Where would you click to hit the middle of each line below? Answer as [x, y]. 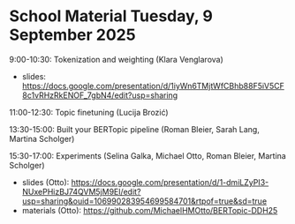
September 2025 [72, 35]
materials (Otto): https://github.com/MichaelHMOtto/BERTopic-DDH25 [150, 210]
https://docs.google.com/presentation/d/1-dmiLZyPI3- [170, 182]
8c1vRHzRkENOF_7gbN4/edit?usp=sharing [100, 95]
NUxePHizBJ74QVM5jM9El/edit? [81, 191]
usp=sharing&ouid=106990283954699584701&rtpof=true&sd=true [144, 201]
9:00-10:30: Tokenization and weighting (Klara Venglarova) [116, 59]
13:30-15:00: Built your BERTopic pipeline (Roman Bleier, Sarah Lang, [135, 129]
